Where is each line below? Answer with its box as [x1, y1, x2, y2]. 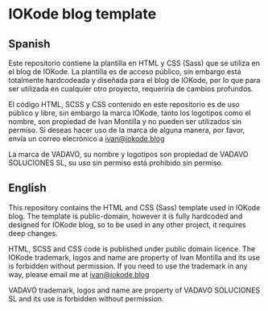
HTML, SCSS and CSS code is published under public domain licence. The [8, 243, 256, 254]
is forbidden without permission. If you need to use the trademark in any [8, 261, 248, 271]
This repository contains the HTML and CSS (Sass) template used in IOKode [8, 202, 261, 212]
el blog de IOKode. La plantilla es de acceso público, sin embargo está [8, 67, 241, 77]
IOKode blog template [8, 5, 157, 23]
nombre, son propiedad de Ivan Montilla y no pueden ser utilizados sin [8, 117, 242, 126]
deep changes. [8, 228, 58, 238]
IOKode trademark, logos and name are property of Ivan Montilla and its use [8, 252, 260, 262]
